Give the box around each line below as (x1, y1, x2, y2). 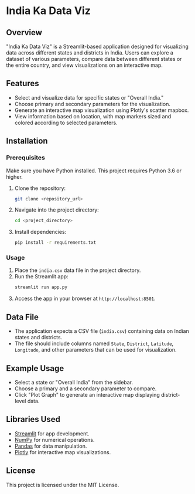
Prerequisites (6, 154, 45, 162)
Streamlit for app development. (14, 430, 90, 437)
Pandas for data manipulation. (14, 442, 87, 449)
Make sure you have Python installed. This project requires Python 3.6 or (6, 167, 182, 174)
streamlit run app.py (14, 284, 67, 291)
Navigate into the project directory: (14, 206, 100, 213)
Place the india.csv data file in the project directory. (14, 267, 141, 274)
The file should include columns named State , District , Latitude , (14, 340, 174, 347)
